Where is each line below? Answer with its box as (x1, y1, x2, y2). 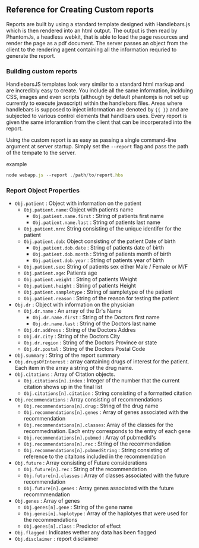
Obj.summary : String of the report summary (14, 351, 120, 359)
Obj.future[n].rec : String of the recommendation (23, 466, 147, 473)
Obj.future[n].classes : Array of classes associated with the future (23, 472, 189, 479)
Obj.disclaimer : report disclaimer (14, 535, 99, 543)
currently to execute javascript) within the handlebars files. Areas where (6, 99, 182, 107)
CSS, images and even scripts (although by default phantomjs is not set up (6, 94, 189, 101)
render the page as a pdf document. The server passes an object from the (6, 39, 188, 46)
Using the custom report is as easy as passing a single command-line (6, 136, 177, 144)
